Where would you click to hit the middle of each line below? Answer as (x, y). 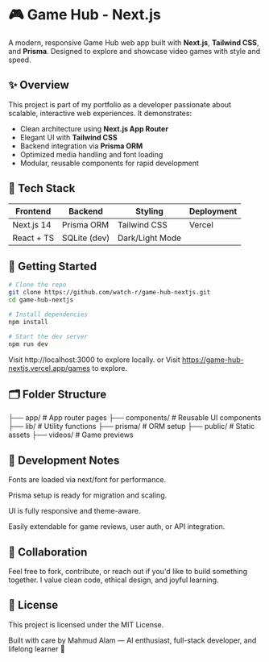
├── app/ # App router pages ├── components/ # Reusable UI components (135, 418)
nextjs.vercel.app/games (50, 368)
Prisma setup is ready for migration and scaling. (88, 495)
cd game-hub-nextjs (41, 300)
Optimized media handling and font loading (91, 154)
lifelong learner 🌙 (37, 648)
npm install (28, 322)
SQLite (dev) (86, 238)
